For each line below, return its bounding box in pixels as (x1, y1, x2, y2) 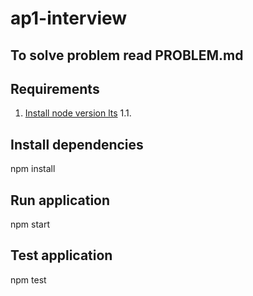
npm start (10, 218, 51, 231)
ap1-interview (10, 7, 128, 30)
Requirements (10, 80, 100, 97)
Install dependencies (10, 136, 144, 153)
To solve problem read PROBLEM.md (10, 47, 244, 64)
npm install (10, 163, 56, 175)
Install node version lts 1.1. (24, 107, 132, 119)
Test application (10, 247, 113, 264)
